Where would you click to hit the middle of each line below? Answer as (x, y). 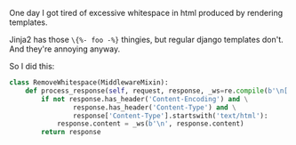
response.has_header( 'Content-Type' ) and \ (155, 107)
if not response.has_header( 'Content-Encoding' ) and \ (145, 99)
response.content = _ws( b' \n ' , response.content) (150, 124)
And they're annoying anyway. (65, 49)
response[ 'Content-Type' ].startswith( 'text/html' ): (170, 116)
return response (71, 133)
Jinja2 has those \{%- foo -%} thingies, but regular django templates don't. (147, 40)
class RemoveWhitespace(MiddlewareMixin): (89, 83)
